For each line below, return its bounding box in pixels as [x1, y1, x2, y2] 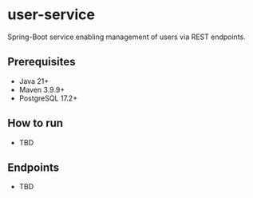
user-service [7, 6, 95, 24]
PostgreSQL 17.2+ [18, 93, 77, 103]
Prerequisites [7, 55, 76, 69]
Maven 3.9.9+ [18, 85, 65, 94]
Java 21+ [18, 76, 49, 85]
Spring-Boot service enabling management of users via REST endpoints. [7, 32, 246, 42]
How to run [7, 117, 64, 130]
